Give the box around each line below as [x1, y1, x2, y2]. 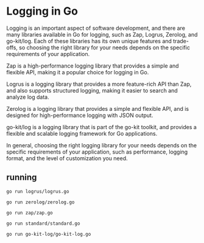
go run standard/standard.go [6, 220, 80, 227]
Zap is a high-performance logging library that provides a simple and [6, 62, 179, 69]
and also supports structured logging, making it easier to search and [6, 86, 178, 94]
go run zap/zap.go [6, 210, 53, 216]
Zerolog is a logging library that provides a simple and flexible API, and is [6, 105, 189, 112]
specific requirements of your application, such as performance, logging [6, 148, 188, 155]
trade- [173, 37, 189, 44]
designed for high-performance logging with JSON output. [6, 111, 153, 119]
